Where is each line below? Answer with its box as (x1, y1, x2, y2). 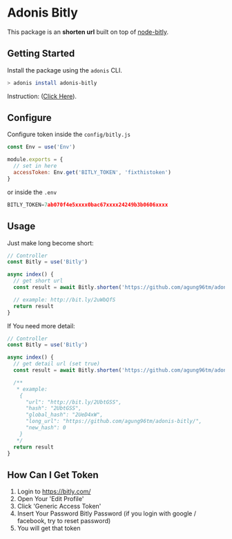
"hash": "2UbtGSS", (25, 405, 81, 412)
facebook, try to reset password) (17, 517, 111, 525)
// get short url (13, 278, 64, 285)
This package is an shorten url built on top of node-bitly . (7, 28, 169, 36)
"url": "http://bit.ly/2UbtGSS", (25, 399, 122, 406)
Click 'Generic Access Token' (17, 502, 101, 511)
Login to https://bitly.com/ (17, 487, 91, 495)
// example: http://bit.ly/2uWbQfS (13, 296, 116, 303)
